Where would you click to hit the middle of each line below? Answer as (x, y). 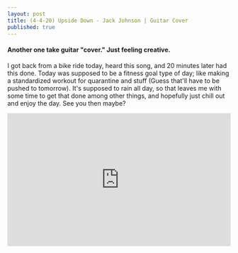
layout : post (27, 14)
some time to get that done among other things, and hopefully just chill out (116, 96)
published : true (31, 27)
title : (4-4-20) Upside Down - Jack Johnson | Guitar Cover (98, 21)
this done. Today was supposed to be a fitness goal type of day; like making (118, 73)
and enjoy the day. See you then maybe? (67, 103)
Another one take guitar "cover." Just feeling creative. (89, 50)
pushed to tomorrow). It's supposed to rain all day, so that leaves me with (114, 88)
